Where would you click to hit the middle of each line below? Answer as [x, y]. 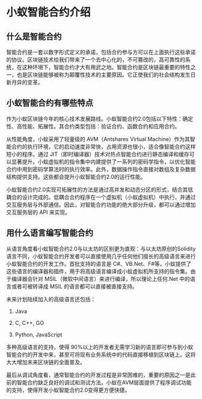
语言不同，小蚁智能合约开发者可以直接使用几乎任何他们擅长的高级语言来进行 [101, 256]
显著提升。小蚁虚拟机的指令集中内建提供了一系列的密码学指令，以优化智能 [103, 162]
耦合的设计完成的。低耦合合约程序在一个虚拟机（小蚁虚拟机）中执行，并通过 [101, 197]
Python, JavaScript [38, 335]
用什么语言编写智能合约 [50, 233]
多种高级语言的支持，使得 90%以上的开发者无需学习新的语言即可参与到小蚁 [100, 347]
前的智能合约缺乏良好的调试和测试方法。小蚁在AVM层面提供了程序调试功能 [99, 382]
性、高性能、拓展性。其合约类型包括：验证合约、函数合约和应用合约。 [93, 126]
